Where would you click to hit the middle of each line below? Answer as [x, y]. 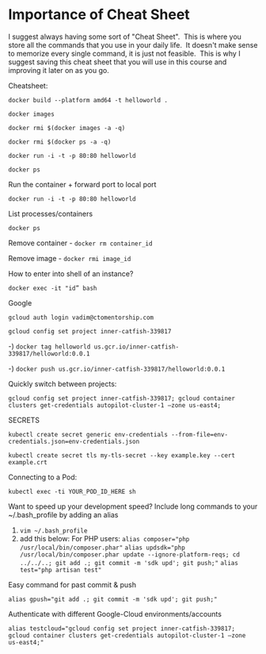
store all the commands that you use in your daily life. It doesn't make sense [133, 44]
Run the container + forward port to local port [82, 184]
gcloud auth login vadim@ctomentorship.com [81, 317]
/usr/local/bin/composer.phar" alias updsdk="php [103, 548]
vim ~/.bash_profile [53, 531]
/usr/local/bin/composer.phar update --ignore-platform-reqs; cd [129, 554]
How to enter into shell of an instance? [71, 273]
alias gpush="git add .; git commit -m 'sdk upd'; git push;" [113, 599]
